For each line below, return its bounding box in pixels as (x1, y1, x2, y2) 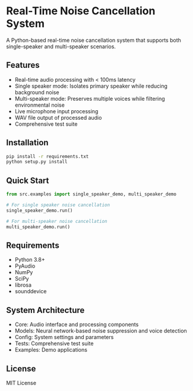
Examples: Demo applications (14, 346, 88, 353)
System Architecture (6, 305, 85, 315)
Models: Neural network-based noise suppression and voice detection (14, 327, 187, 334)
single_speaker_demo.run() (6, 207, 73, 213)
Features (6, 60, 40, 70)
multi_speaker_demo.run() (6, 224, 70, 230)
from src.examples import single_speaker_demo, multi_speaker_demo (6, 191, 177, 197)
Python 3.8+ (14, 256, 46, 263)
